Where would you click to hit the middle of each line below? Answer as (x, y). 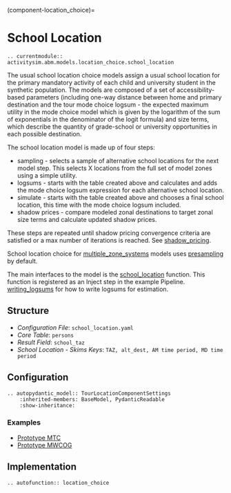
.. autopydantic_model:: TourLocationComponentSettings (89, 393)
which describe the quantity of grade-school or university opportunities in (112, 127)
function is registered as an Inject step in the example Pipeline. (96, 281)
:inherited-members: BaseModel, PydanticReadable (92, 399)
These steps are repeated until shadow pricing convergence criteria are (109, 233)
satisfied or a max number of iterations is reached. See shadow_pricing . (109, 240)
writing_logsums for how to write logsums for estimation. (88, 289)
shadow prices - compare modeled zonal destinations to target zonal (115, 212)
